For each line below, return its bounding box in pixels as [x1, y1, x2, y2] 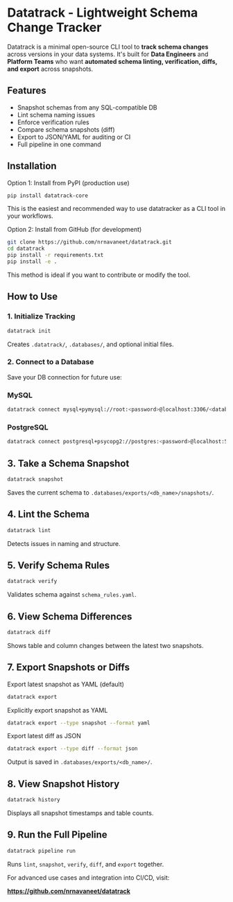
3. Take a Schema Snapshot [7, 457, 130, 469]
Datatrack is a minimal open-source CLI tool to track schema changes [7, 42, 209, 51]
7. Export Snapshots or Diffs [7, 661, 130, 674]
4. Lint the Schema [7, 509, 90, 520]
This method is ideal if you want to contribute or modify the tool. [7, 271, 191, 279]
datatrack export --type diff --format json [7, 745, 138, 752]
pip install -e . [7, 258, 58, 265]
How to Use [7, 291, 58, 303]
